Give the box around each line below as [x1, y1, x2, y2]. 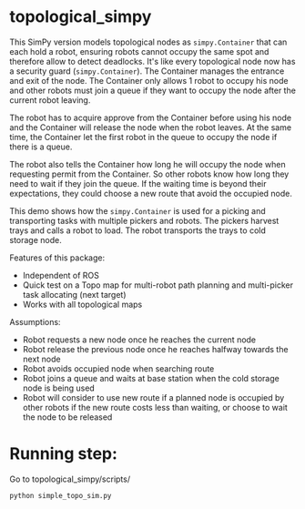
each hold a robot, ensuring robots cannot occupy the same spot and [9, 46, 269, 56]
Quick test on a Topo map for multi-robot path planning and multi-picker [22, 280, 294, 290]
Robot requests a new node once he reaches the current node [22, 334, 257, 345]
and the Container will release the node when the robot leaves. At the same [9, 121, 292, 133]
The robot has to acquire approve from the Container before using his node [9, 112, 292, 123]
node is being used [22, 382, 96, 393]
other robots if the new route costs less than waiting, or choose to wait [22, 402, 289, 412]
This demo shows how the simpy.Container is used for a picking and [9, 205, 266, 216]
